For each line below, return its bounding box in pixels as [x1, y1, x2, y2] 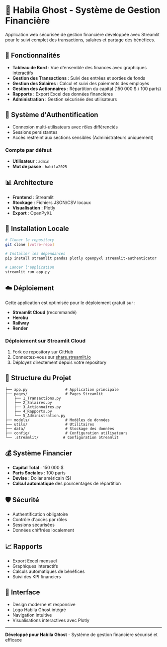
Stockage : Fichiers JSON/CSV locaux [12, 199, 91, 206]
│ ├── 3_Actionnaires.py [5, 404, 61, 410]
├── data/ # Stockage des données [5, 426, 114, 431]
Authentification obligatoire [12, 511, 68, 517]
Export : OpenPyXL [12, 210, 52, 216]
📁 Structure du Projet [5, 374, 72, 382]
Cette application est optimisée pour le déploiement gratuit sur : [5, 300, 136, 306]
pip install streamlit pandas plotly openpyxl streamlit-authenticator [5, 256, 157, 261]
